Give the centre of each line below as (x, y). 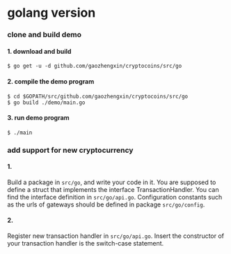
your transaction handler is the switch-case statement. (86, 244)
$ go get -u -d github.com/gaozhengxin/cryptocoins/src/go (95, 66)
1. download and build (39, 51)
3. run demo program (38, 118)
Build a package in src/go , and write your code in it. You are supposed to (112, 182)
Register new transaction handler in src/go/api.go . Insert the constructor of (116, 236)
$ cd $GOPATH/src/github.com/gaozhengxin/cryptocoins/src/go (98, 96)
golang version (51, 13)
